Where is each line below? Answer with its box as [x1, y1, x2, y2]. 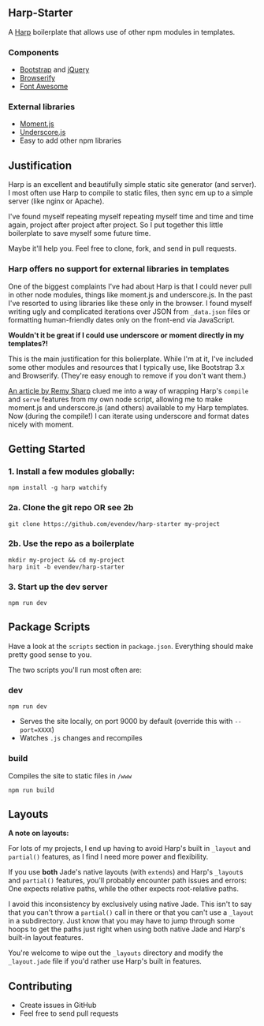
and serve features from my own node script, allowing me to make [8, 394, 223, 404]
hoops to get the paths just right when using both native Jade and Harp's [8, 924, 246, 934]
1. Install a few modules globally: [8, 465, 136, 476]
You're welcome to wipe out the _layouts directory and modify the [8, 948, 224, 957]
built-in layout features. [8, 933, 84, 942]
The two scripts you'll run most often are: [8, 665, 142, 674]
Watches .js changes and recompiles [19, 733, 143, 743]
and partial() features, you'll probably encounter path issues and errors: [8, 875, 247, 886]
